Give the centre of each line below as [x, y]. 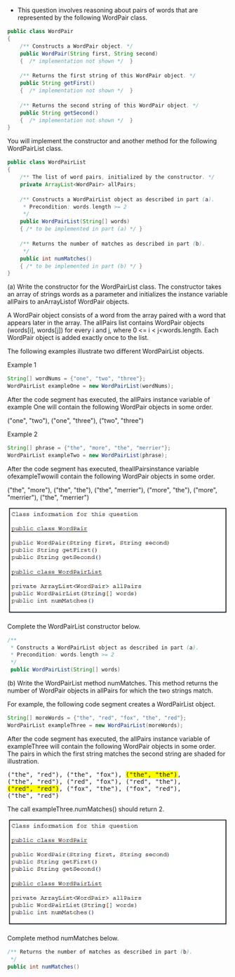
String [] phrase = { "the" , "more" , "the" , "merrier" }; [89, 448]
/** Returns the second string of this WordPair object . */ [109, 105]
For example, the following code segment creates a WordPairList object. [112, 704]
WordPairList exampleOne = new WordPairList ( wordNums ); [90, 386]
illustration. [23, 761]
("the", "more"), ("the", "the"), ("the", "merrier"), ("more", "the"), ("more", [112, 490]
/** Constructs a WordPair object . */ [76, 46]
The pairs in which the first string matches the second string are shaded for [116, 754]
